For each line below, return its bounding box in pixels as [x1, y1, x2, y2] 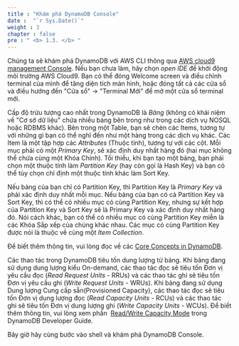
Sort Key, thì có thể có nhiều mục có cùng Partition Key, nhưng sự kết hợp [7, 198, 224, 207]
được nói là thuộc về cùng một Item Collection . [7, 228, 144, 237]
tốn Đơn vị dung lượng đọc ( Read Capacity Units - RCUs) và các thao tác [7, 294, 222, 302]
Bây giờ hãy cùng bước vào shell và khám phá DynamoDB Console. [7, 330, 204, 339]
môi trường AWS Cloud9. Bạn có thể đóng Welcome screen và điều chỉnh [7, 72, 222, 81]
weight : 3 [7, 24, 40, 31]
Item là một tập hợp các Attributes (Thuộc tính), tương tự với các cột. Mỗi [7, 138, 221, 147]
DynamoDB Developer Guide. [7, 317, 94, 325]
